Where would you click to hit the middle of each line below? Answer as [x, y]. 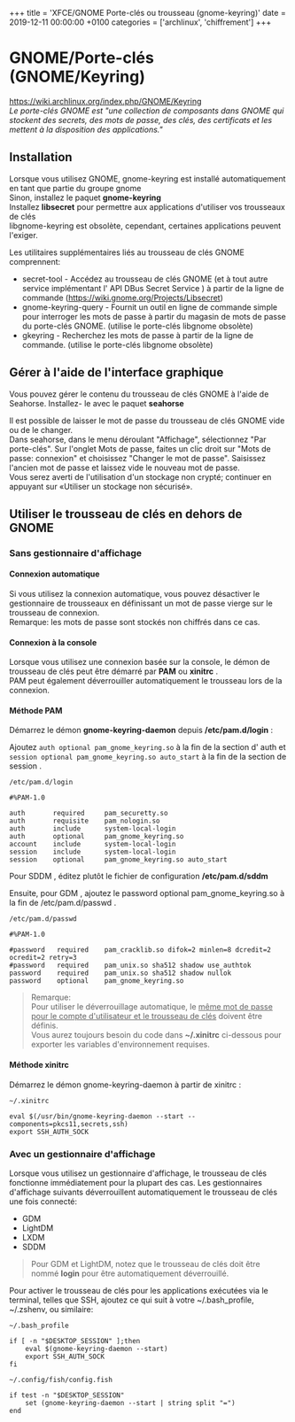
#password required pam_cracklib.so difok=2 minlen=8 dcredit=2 [140, 950]
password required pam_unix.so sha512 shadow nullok [120, 973]
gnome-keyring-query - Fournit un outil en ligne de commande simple [150, 307]
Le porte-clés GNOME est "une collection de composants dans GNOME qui [147, 111]
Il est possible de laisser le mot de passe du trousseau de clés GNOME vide [147, 421]
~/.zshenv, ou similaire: [51, 1309]
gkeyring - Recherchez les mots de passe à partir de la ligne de [138, 335]
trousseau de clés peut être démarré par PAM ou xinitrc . [114, 671]
